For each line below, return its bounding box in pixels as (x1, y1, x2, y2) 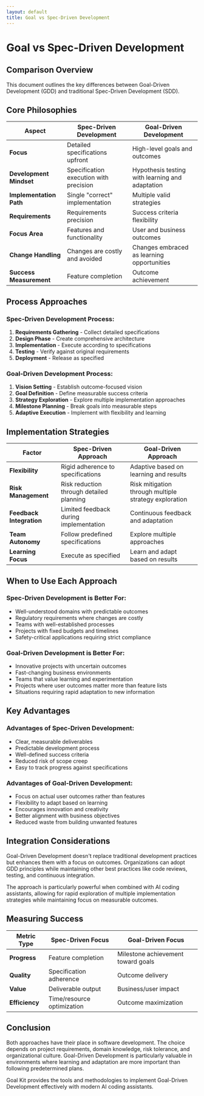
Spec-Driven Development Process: (6, 315, 115, 323)
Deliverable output (48, 984, 101, 993)
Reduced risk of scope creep (15, 757, 88, 764)
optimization (48, 1002, 84, 1010)
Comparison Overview (6, 65, 93, 75)
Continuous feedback (130, 509, 192, 517)
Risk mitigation (130, 480, 172, 489)
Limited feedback (60, 505, 110, 514)
